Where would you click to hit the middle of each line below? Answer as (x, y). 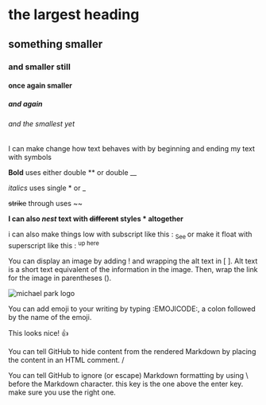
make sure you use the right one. (62, 392)
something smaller (56, 44)
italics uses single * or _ (47, 188)
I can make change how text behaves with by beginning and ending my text (132, 148)
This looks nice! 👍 (39, 333)
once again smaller (40, 86)
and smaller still (40, 67)
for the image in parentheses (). (60, 278)
